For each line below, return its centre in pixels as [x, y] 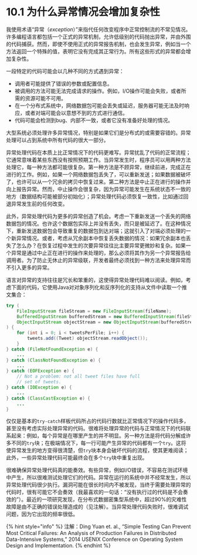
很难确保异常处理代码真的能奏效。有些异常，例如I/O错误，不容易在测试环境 [97, 470]
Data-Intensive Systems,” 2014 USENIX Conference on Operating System [95, 539]
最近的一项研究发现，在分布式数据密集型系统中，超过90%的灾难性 [106, 499]
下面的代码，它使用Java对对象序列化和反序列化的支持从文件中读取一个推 [99, 287]
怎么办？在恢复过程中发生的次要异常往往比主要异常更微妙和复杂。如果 [101, 245]
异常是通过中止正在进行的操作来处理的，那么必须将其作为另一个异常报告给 [101, 253]
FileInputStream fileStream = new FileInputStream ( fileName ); [94, 311]
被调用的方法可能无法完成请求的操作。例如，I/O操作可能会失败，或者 [98, 91]
